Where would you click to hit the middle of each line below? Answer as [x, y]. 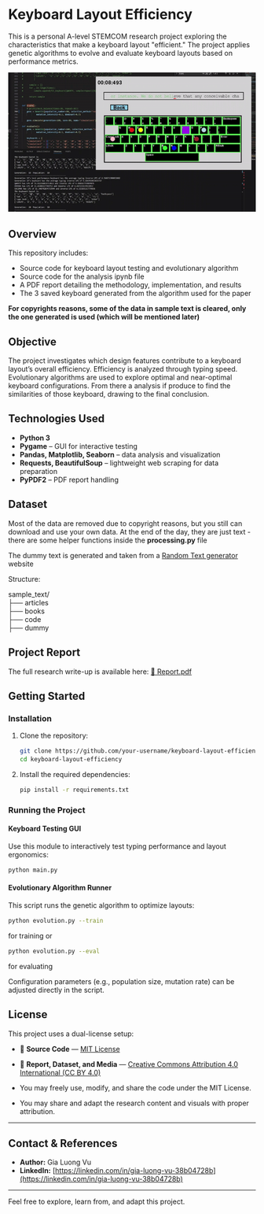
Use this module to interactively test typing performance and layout [117, 846]
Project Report [44, 652]
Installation [30, 718]
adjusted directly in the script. [56, 990]
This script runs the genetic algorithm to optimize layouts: [101, 905]
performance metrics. [43, 61]
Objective [33, 341]
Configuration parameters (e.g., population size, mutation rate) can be [121, 981]
